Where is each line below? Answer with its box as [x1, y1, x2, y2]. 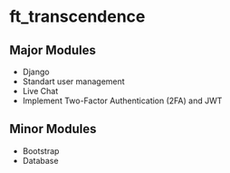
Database [22, 155, 59, 166]
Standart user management [22, 76, 125, 87]
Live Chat [22, 86, 59, 96]
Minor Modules [9, 121, 97, 137]
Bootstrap [22, 145, 60, 156]
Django [22, 66, 50, 77]
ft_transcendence [9, 6, 146, 27]
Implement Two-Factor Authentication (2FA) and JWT [22, 95, 223, 106]
